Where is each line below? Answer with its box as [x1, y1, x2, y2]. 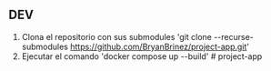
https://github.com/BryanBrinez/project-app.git [70, 41, 247, 52]
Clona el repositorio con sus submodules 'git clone [21, 31, 213, 42]
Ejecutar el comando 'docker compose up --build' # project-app [21, 50, 263, 62]
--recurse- [214, 31, 254, 42]
